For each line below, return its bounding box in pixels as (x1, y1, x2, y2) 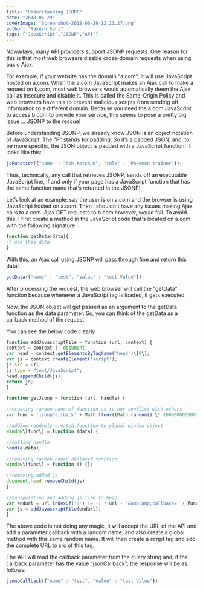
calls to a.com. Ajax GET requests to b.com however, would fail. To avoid (6, 209, 187, 216)
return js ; (6, 379, 34, 385)
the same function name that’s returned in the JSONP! (6, 184, 141, 191)
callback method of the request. (6, 316, 86, 323)
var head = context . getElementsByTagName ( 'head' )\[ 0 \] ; (6, 351, 150, 357)
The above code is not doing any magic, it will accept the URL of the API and (6, 522, 197, 530)
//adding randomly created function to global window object (6, 423, 164, 429)
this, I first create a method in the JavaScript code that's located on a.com (6, 216, 191, 222)
